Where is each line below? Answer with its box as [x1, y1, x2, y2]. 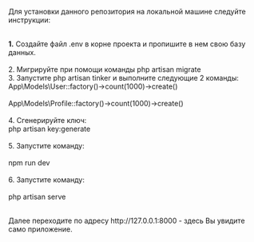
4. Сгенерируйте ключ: [8, 116, 87, 125]
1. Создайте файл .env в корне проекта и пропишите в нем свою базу [8, 39, 246, 49]
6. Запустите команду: [8, 175, 85, 184]
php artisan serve [8, 192, 66, 201]
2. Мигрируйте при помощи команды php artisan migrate [8, 65, 201, 74]
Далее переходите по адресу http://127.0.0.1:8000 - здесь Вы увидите [8, 216, 245, 225]
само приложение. [8, 224, 73, 234]
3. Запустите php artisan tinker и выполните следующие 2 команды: [8, 73, 240, 82]
